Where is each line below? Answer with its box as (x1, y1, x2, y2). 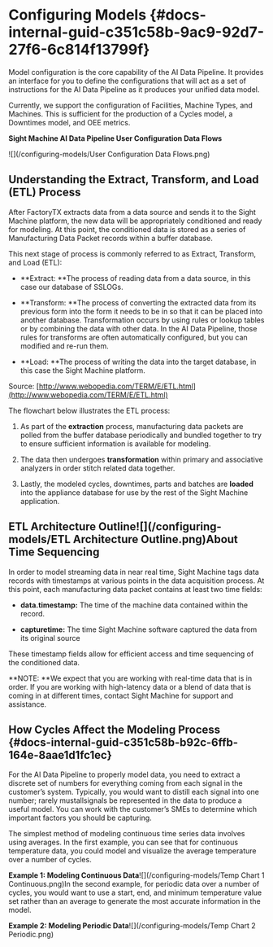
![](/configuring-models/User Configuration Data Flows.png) (8, 149, 210, 159)
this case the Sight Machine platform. (19, 365, 146, 375)
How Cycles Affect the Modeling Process (8, 722, 221, 736)
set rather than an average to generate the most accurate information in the (8, 897, 262, 906)
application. (19, 496, 60, 506)
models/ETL (8, 533, 71, 546)
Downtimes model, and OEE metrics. (8, 117, 131, 127)
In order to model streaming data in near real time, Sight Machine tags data (8, 567, 260, 577)
